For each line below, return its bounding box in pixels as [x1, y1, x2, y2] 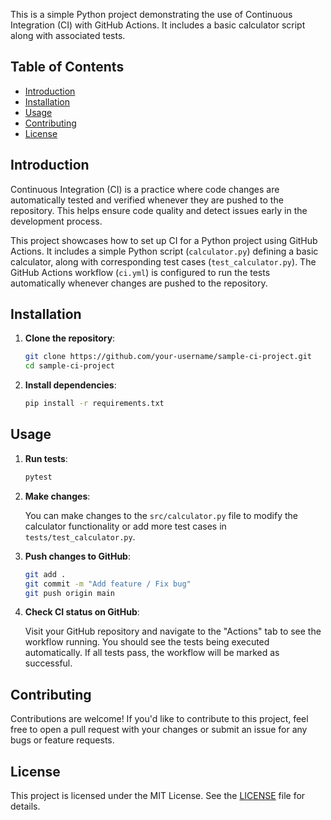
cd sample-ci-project [24, 361, 115, 371]
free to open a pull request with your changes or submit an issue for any [10, 724, 308, 736]
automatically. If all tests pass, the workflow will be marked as [24, 647, 280, 659]
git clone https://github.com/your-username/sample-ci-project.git [24, 352, 312, 362]
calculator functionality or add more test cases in [24, 520, 227, 532]
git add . [24, 569, 67, 579]
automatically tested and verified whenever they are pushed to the [10, 194, 284, 206]
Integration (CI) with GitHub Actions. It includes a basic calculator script [10, 19, 306, 31]
